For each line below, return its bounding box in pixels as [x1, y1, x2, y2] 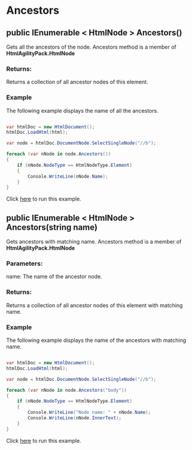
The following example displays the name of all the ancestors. [6, 107, 159, 114]
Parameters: [6, 259, 43, 268]
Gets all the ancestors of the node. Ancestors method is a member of [6, 43, 176, 50]
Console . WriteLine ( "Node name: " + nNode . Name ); [28, 409, 151, 416]
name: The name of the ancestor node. [6, 273, 103, 280]
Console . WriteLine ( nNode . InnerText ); [28, 415, 121, 421]
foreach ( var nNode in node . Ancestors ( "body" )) [6, 387, 127, 393]
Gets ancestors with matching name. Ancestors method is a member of [6, 238, 182, 245]
